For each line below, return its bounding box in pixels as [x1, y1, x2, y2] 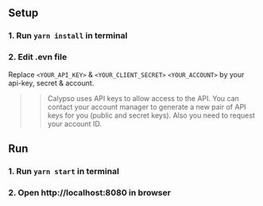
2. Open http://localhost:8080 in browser [8, 187, 171, 198]
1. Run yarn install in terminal [8, 30, 128, 41]
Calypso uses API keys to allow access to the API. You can [47, 93, 240, 103]
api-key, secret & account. [8, 78, 95, 87]
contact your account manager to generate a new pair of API [47, 102, 246, 111]
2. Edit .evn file [8, 52, 68, 63]
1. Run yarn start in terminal [8, 165, 119, 177]
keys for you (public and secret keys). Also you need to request [47, 111, 256, 120]
